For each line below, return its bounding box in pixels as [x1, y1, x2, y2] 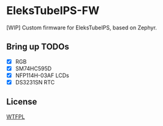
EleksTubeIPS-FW [6, 4, 100, 18]
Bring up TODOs [6, 42, 69, 52]
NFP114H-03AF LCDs [15, 72, 69, 79]
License [6, 97, 37, 107]
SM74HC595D [15, 65, 52, 72]
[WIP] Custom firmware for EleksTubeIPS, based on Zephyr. [6, 24, 157, 31]
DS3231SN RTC [15, 78, 55, 86]
